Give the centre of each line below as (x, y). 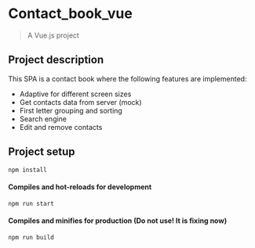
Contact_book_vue (71, 14)
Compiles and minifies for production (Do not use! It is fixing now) (118, 221)
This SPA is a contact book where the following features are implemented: (127, 78)
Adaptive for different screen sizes (75, 94)
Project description (56, 60)
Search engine (43, 119)
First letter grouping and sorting (71, 110)
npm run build (31, 237)
